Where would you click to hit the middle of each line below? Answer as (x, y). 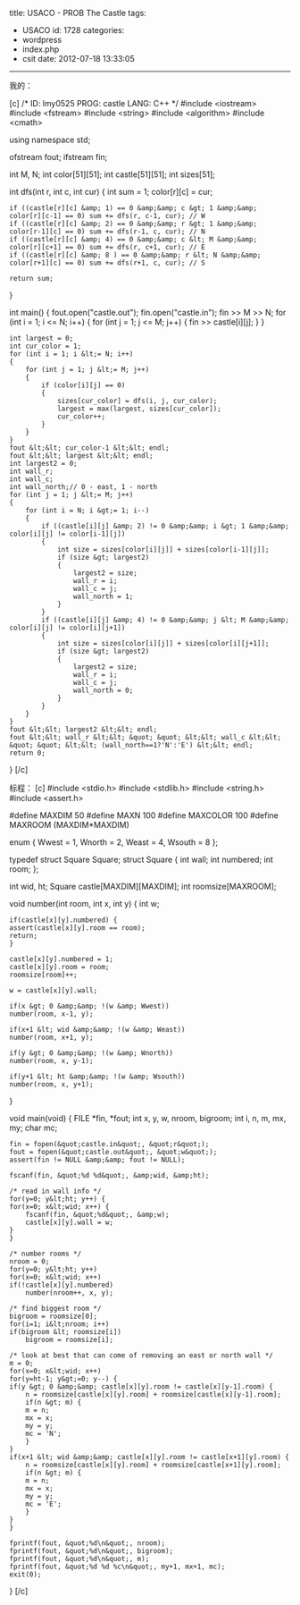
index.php (41, 49)
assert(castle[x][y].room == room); (77, 928)
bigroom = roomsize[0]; (54, 1316)
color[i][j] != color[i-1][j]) (67, 534)
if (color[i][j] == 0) (83, 385)
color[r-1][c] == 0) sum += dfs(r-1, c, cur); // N (107, 232)
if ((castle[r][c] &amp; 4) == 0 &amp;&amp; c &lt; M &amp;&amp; (133, 240)
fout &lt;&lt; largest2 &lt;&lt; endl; (83, 730)
